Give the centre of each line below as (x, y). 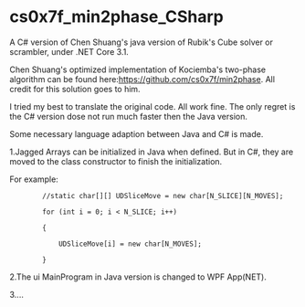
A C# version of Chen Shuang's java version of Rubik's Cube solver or (142, 42)
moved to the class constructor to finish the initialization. (116, 161)
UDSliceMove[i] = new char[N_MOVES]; (130, 244)
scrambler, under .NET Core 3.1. (69, 51)
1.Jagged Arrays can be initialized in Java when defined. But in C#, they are (152, 152)
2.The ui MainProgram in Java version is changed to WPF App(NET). (138, 277)
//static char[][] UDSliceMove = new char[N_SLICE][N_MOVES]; (163, 196)
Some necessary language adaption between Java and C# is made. (137, 133)
